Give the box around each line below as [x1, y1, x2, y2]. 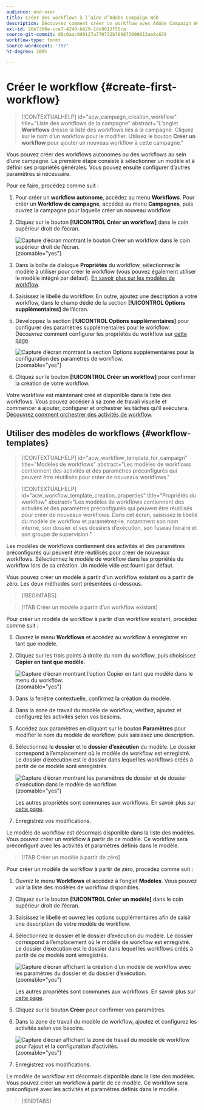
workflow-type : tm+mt [6, 37, 61, 43]
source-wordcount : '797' [6, 43, 69, 49]
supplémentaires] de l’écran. [15, 305, 89, 313]
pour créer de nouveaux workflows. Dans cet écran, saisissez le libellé [21, 511, 198, 518]
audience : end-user [6, 9, 56, 15]
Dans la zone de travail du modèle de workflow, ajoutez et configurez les [15, 1018, 197, 1025]
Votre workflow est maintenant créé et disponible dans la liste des [6, 391, 171, 398]
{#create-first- [100, 80, 177, 94]
